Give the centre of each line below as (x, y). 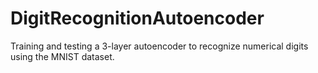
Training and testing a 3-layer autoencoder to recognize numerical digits (159, 46)
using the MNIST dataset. (62, 56)
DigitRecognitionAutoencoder (137, 18)
